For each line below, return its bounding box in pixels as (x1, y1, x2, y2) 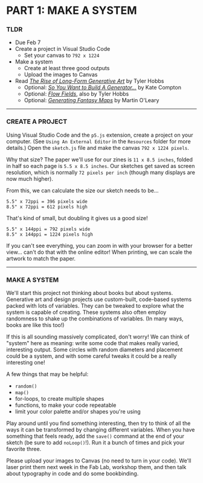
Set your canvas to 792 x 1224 (24, 52, 100, 59)
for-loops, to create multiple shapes (14, 395, 105, 403)
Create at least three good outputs (24, 65, 110, 72)
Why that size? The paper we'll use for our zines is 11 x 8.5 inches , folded (6, 155, 193, 163)
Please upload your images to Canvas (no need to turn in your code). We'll (6, 457, 192, 464)
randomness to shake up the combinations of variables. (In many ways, (6, 315, 184, 322)
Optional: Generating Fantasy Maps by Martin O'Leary (24, 97, 159, 104)
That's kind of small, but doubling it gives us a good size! (6, 214, 148, 221)
